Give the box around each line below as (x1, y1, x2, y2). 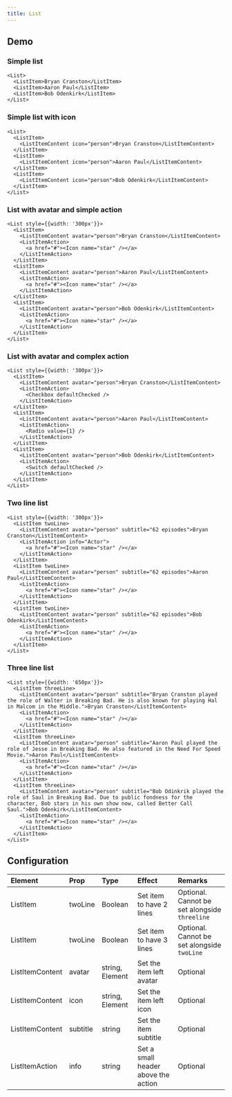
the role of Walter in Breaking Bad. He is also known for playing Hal (7, 697, 217, 704)
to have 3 (137, 935, 168, 945)
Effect (137, 876, 157, 885)
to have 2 (137, 899, 168, 909)
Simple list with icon (7, 112, 77, 122)
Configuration (7, 855, 69, 867)
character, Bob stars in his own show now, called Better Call (7, 800, 193, 807)
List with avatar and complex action (7, 351, 129, 361)
